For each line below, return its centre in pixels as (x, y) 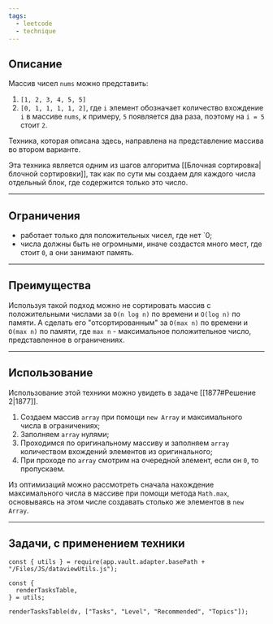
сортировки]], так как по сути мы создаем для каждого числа (147, 174)
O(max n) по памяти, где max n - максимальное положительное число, (130, 331)
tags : (17, 16)
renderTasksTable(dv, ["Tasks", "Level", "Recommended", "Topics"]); (129, 612)
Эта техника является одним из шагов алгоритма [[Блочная (113, 165)
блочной (23, 174)
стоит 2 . (34, 125)
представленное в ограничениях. (67, 340)
